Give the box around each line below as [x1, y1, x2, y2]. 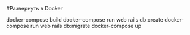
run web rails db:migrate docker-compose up [30, 23, 142, 29]
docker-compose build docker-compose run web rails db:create [6, 16, 164, 23]
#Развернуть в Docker [6, 5, 63, 12]
